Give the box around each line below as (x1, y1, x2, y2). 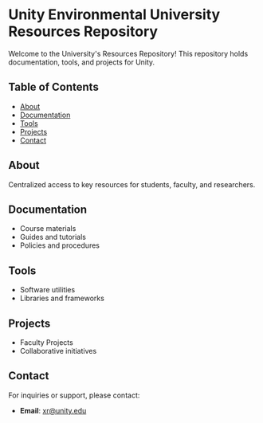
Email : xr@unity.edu (19, 405, 87, 415)
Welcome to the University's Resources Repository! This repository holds (8, 49, 249, 58)
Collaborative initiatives (19, 347, 97, 355)
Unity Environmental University (8, 6, 221, 24)
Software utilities (19, 285, 76, 295)
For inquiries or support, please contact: (8, 390, 140, 400)
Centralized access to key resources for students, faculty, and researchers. (8, 179, 256, 189)
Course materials (19, 224, 77, 233)
